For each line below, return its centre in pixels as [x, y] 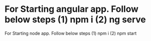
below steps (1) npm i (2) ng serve [75, 20]
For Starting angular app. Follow [72, 9]
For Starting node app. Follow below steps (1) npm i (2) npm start [71, 33]
